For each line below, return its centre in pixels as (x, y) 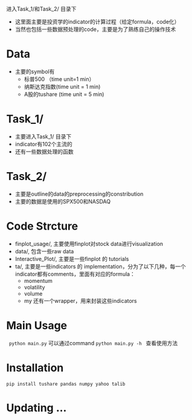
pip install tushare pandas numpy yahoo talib (66, 384)
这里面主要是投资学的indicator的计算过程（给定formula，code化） (97, 22)
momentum (38, 280)
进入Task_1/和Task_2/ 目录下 (41, 9)
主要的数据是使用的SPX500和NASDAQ (62, 201)
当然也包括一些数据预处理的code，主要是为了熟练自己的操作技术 (95, 29)
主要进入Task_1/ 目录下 (43, 136)
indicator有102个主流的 (43, 144)
